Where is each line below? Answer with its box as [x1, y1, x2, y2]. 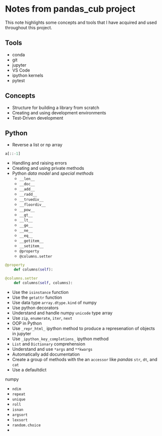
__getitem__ [19, 238, 44, 244]
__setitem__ [19, 244, 44, 249]
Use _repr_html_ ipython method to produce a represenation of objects [12, 325, 155, 331]
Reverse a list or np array [12, 142, 63, 148]
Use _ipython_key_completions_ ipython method [12, 336, 109, 342]
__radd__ [19, 192, 37, 197]
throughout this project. [5, 24, 53, 30]
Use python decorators [12, 305, 59, 310]
